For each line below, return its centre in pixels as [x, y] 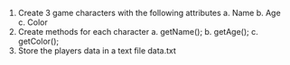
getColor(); [38, 41]
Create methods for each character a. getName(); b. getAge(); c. [138, 32]
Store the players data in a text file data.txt [97, 51]
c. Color [33, 22]
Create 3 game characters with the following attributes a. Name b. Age [150, 13]
